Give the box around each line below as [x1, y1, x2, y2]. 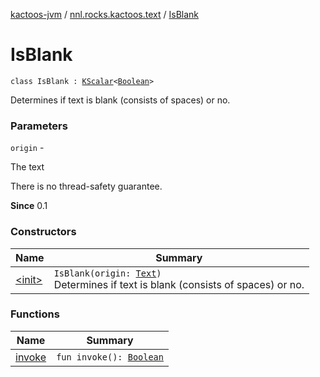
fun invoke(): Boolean [56, 351, 164, 363]
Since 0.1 [10, 200, 48, 212]
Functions [10, 307, 60, 321]
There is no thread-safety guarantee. [10, 180, 163, 193]
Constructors [10, 225, 77, 239]
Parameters [10, 119, 68, 133]
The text [10, 161, 45, 173]
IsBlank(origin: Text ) [53, 267, 162, 279]
